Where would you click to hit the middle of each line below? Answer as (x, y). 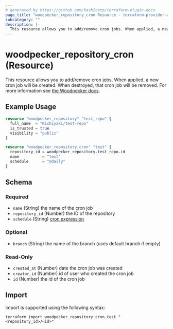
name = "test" (35, 157)
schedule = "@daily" (38, 161)
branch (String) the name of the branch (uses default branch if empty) (86, 243)
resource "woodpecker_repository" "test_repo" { (58, 119)
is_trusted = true (30, 128)
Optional (16, 232)
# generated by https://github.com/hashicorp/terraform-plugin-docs (80, 10)
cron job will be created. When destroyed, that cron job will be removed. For (86, 85)
